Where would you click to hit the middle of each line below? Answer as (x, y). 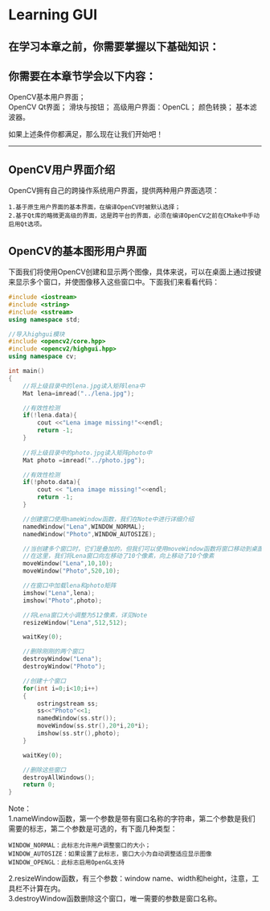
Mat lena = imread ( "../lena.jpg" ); (79, 393)
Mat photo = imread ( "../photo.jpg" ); (84, 460)
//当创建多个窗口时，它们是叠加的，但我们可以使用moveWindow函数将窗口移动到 (137, 548)
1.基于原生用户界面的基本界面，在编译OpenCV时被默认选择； (94, 207)
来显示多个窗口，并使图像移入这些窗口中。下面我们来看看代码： (114, 282)
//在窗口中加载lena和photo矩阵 (70, 586)
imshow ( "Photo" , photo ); (63, 601)
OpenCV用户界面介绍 (62, 169)
